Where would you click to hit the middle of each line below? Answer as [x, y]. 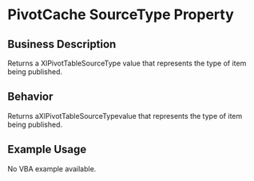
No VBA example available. [52, 168]
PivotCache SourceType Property [121, 15]
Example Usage [47, 150]
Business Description [62, 44]
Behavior [30, 97]
